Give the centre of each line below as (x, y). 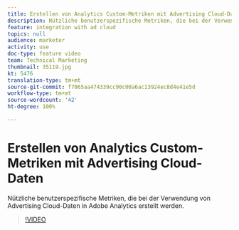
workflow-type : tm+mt (39, 93)
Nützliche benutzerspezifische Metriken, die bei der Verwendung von (109, 198)
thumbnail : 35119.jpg (39, 67)
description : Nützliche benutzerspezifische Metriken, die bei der (110, 21)
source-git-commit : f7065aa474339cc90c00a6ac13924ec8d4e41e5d (101, 87)
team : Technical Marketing (47, 61)
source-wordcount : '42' (43, 100)
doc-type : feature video (44, 54)
